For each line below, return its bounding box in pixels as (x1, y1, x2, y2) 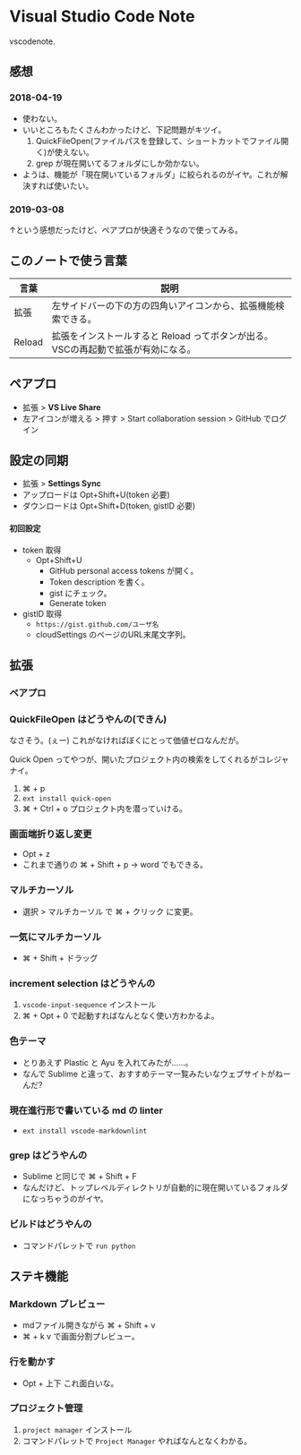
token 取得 (21, 544, 62, 555)
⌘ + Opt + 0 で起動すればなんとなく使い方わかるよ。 (21, 1010, 219, 1022)
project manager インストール (21, 1424, 133, 1434)
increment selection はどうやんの (9, 977, 156, 989)
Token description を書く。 (48, 576, 150, 587)
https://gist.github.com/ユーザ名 (35, 620, 159, 629)
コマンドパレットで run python (21, 1240, 136, 1251)
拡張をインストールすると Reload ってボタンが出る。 (51, 330, 274, 342)
